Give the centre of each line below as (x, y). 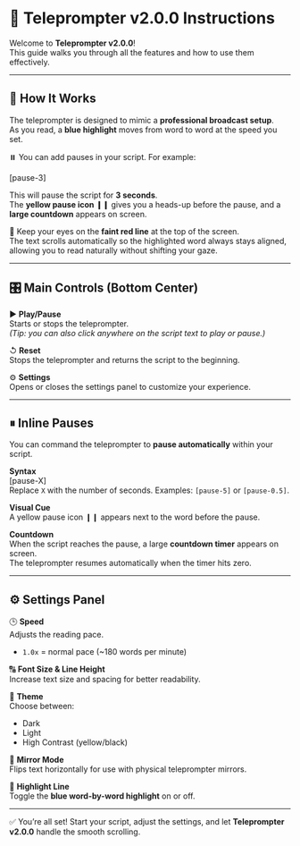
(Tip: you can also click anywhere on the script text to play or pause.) (137, 333)
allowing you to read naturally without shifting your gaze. (113, 250)
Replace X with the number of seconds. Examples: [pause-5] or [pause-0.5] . (150, 490)
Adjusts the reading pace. (57, 635)
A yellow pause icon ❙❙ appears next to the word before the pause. (135, 517)
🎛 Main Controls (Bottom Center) (104, 288)
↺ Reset (25, 350)
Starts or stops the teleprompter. (69, 323)
